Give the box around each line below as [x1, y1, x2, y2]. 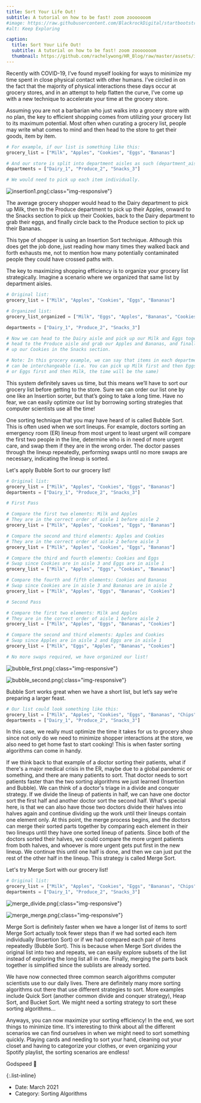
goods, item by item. [6, 132, 57, 139]
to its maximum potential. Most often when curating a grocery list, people [6, 120, 187, 127]
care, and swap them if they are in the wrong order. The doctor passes [6, 442, 181, 449]
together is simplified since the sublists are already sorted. [6, 962, 151, 968]
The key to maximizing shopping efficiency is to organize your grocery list [6, 267, 188, 275]
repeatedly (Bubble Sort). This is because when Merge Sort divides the [6, 943, 181, 949]
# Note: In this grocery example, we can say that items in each [6, 357, 172, 363]
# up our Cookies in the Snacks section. [6, 347, 111, 353]
